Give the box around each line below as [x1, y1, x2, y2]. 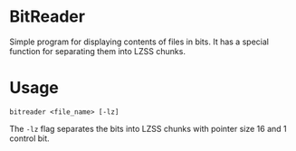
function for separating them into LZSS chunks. [9, 45, 186, 56]
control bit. [9, 133, 50, 144]
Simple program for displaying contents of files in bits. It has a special [9, 36, 270, 47]
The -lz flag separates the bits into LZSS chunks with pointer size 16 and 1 [9, 123, 287, 134]
